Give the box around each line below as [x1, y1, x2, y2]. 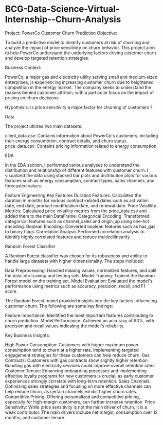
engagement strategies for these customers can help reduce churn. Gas [5, 352, 150, 358]
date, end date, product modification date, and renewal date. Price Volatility [5, 202, 157, 208]
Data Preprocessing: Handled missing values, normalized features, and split [5, 268, 157, 273]
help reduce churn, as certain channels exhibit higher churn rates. [5, 388, 138, 394]
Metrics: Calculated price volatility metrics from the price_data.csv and [5, 208, 147, 214]
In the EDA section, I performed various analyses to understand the [5, 162, 140, 168]
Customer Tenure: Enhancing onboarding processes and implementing [5, 368, 147, 374]
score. [5, 288, 18, 294]
